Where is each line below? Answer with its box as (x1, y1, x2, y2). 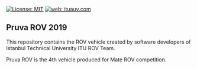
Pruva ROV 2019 (6, 22, 67, 32)
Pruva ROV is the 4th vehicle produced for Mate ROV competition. (6, 56, 167, 63)
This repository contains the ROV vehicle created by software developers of (6, 38, 191, 45)
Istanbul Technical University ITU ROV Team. (6, 44, 115, 51)
